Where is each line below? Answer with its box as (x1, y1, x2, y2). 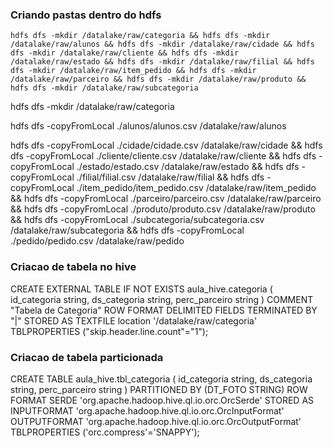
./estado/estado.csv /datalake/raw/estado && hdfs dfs (76, 161, 300, 173)
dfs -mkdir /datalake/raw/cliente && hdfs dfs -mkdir (10, 48, 240, 58)
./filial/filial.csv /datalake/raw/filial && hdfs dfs (76, 171, 265, 183)
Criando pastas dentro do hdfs (10, 8, 162, 22)
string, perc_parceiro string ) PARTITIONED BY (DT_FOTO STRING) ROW (10, 383, 308, 395)
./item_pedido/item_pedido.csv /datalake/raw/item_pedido (76, 182, 317, 194)
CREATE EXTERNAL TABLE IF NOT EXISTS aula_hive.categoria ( (10, 283, 273, 295)
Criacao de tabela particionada (10, 350, 164, 364)
